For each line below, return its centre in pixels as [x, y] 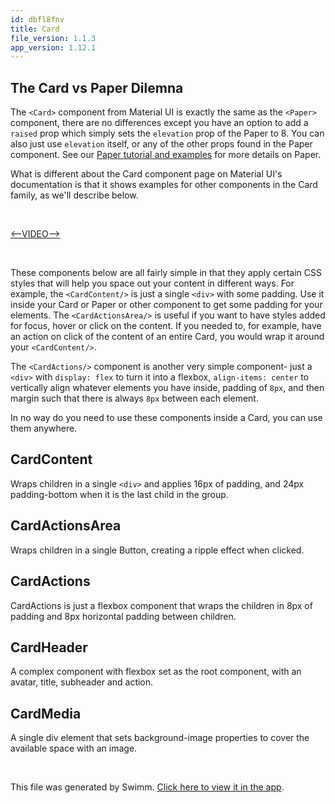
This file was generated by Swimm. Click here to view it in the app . [147, 787]
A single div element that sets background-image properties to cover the [160, 738]
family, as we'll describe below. [74, 195]
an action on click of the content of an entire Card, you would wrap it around [167, 337]
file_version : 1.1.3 [53, 38]
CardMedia [46, 713]
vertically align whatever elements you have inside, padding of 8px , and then [167, 388]
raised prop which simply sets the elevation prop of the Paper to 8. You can [167, 133]
